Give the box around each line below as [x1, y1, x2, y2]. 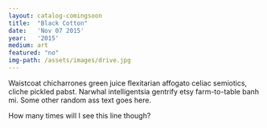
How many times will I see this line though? [8, 110, 151, 120]
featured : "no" [8, 49, 60, 57]
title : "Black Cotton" [8, 19, 88, 27]
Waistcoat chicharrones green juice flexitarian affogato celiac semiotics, [8, 78, 248, 88]
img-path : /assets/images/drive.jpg [8, 57, 131, 65]
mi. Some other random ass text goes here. [8, 95, 152, 105]
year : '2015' [8, 34, 60, 42]
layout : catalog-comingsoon [8, 11, 103, 20]
